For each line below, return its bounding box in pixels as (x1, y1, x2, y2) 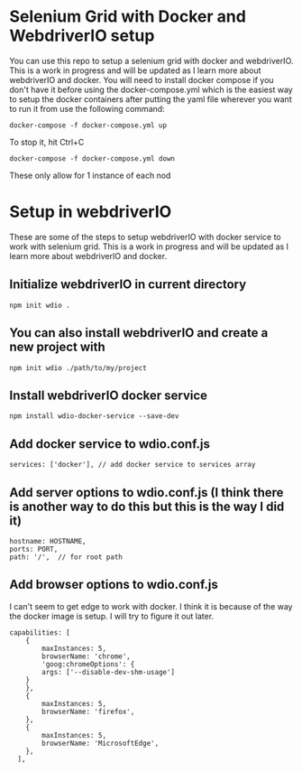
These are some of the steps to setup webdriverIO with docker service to (9, 231, 281, 242)
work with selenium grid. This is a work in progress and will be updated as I (9, 241, 289, 252)
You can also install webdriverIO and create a (9, 325, 269, 340)
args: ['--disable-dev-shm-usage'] (41, 667, 176, 676)
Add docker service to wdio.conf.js (9, 436, 210, 451)
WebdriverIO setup (9, 25, 155, 46)
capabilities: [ (9, 628, 70, 637)
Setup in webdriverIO (9, 201, 172, 222)
